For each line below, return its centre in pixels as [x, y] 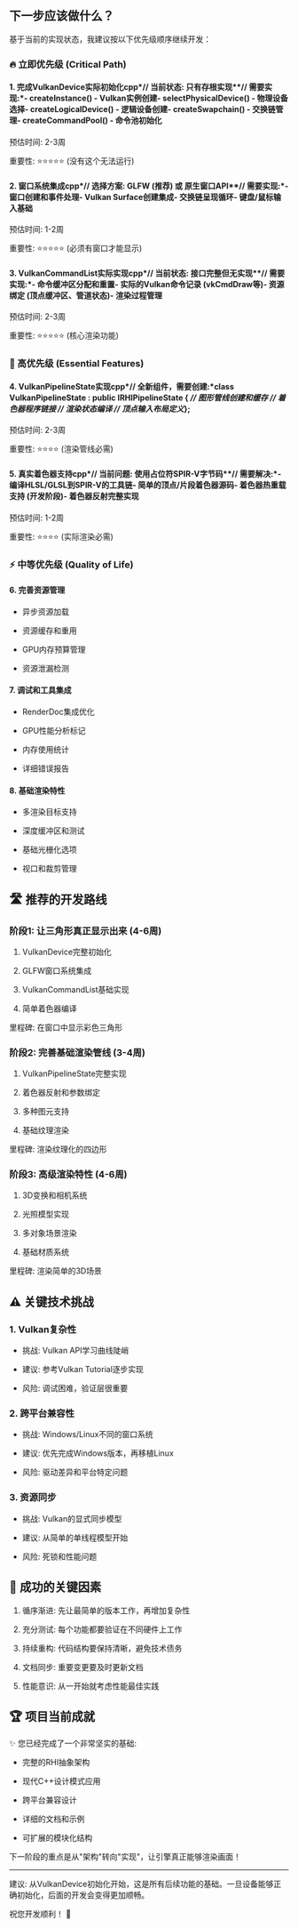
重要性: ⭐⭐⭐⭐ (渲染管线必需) [61, 449]
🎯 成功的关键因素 [55, 1587]
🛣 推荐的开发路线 [58, 900]
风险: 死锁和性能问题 [59, 1556]
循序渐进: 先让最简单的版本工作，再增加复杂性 [106, 1610]
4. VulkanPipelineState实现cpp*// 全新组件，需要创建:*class [122, 386]
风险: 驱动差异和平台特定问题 [75, 1472]
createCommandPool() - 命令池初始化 [92, 120]
